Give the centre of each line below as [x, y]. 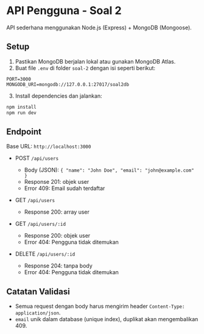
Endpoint [24, 132]
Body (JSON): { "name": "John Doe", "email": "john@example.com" [109, 170]
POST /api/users [37, 158]
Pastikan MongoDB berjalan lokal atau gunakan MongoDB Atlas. [95, 61]
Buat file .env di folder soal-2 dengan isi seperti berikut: [85, 68]
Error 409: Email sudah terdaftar [65, 188]
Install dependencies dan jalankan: [58, 96]
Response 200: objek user [57, 236]
